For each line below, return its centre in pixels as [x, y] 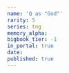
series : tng [24, 26]
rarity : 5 [21, 20]
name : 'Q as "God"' [35, 14]
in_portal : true [30, 46]
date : [15, 53]
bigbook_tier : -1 [32, 40]
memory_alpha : [28, 33]
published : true [30, 59]
